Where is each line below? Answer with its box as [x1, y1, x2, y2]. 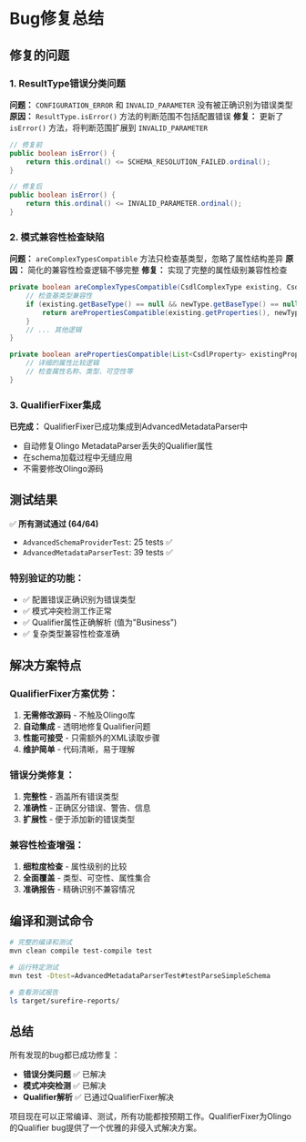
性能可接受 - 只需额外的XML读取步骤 [22, 732, 161, 743]
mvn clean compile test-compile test [9, 946, 153, 956]
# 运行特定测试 [9, 963, 59, 973]
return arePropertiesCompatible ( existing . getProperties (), [42, 308, 271, 317]
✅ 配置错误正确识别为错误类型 [22, 594, 137, 606]
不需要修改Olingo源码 [22, 464, 104, 474]
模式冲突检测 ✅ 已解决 [22, 1080, 107, 1091]
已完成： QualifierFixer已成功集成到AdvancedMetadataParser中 [9, 421, 249, 433]
